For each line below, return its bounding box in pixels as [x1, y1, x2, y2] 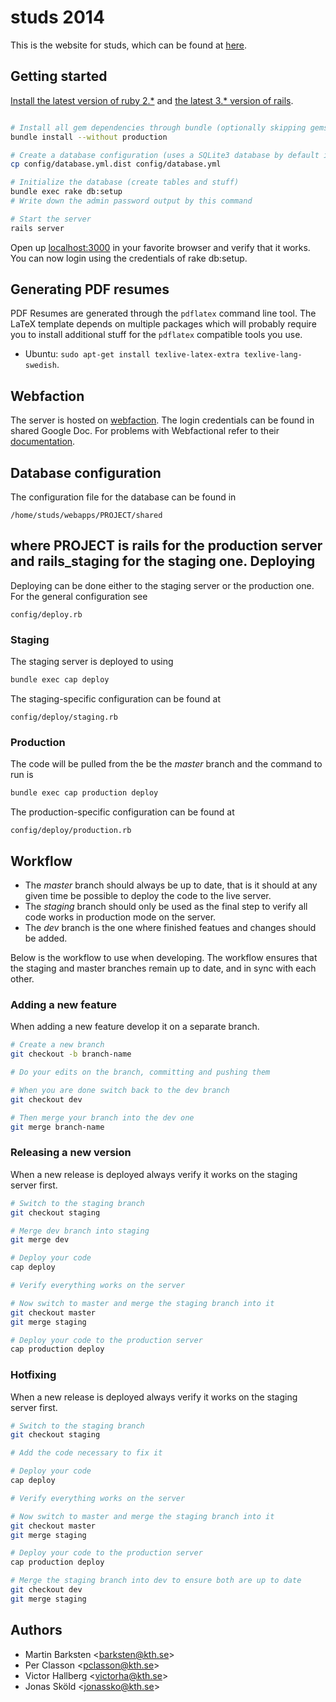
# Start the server [10, 214, 92, 224]
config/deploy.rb [10, 609, 83, 620]
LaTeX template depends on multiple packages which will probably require [10, 318, 317, 330]
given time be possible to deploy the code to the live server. [24, 890, 272, 902]
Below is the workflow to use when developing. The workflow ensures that [10, 952, 318, 964]
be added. [24, 932, 68, 945]
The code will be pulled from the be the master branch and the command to [10, 758, 323, 770]
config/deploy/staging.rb [10, 712, 118, 723]
